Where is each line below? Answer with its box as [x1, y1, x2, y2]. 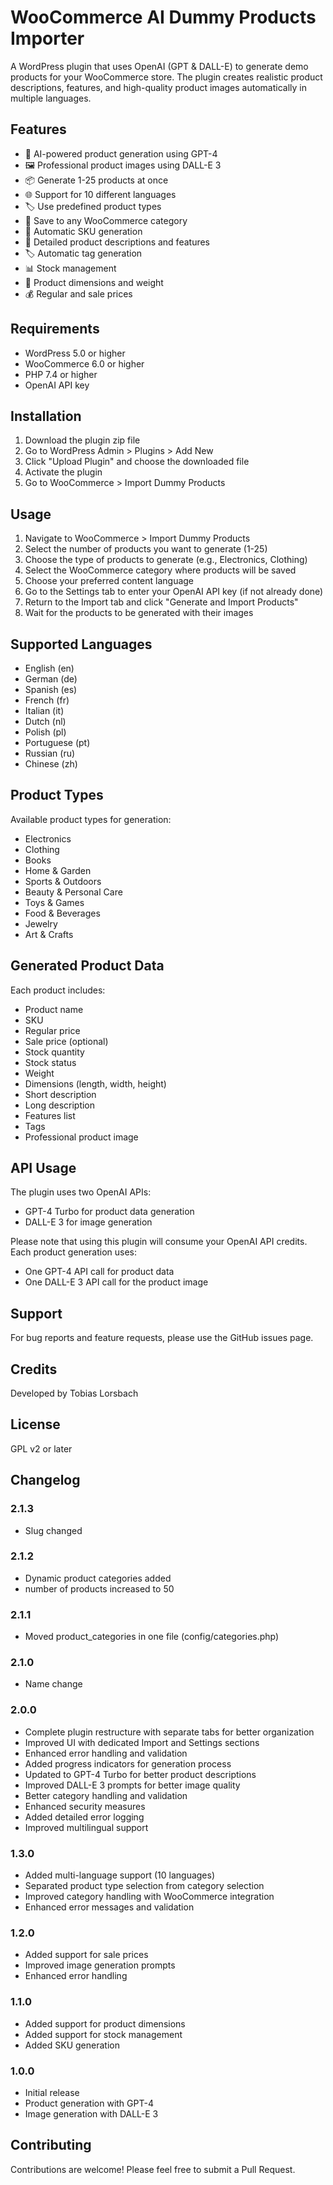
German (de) [24, 673, 78, 685]
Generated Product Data [10, 957, 165, 975]
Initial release [24, 2086, 80, 2098]
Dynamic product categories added [24, 1572, 172, 1584]
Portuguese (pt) [24, 737, 91, 748]
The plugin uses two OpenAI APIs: [10, 1186, 152, 1198]
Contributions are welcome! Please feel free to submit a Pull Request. [10, 2163, 296, 2175]
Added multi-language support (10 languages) [24, 1869, 216, 1881]
